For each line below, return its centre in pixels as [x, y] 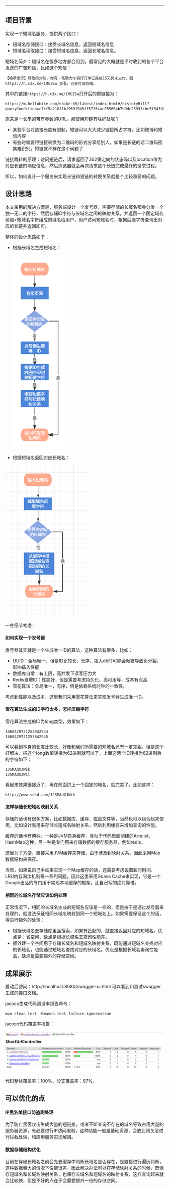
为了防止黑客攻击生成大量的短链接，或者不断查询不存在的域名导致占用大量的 [84, 1124]
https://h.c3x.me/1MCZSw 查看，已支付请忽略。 [51, 83]
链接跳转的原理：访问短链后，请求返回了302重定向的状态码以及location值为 [84, 159]
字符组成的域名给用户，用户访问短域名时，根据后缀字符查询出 [94, 219]
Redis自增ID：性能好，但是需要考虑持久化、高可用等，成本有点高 [80, 679]
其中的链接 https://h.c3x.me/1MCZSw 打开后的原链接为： [62, 94]
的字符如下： [18, 759]
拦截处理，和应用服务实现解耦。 [43, 1137]
